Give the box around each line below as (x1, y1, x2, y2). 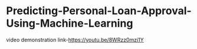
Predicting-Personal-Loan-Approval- (6, 4, 192, 18)
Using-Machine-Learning (6, 17, 133, 30)
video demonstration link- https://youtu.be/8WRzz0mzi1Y (6, 36, 145, 43)
